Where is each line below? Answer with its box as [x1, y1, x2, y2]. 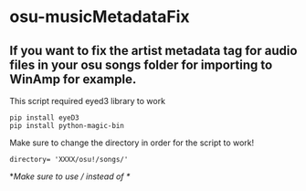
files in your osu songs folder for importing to [9, 57, 273, 72]
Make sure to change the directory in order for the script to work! [9, 137, 255, 148]
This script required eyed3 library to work [9, 96, 166, 106]
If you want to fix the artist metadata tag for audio [9, 43, 298, 58]
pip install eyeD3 [9, 113, 79, 122]
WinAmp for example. [9, 71, 137, 87]
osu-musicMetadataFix [9, 6, 190, 27]
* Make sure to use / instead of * [9, 171, 131, 182]
